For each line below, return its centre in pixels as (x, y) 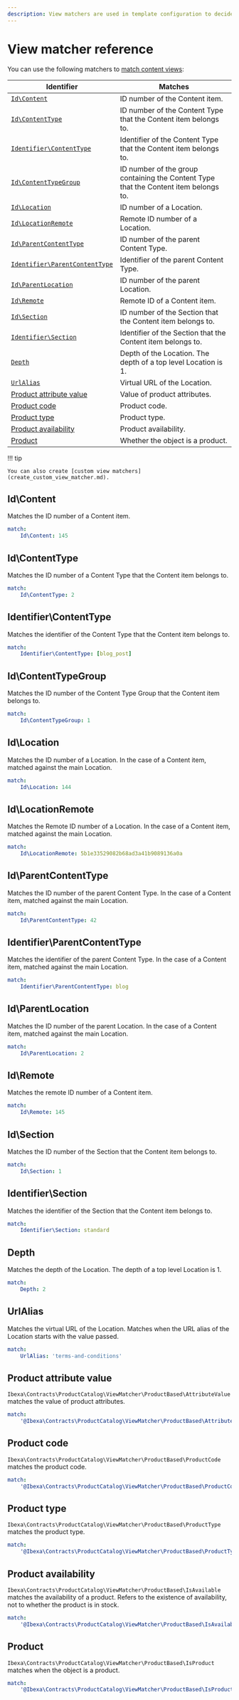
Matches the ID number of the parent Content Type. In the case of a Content (119, 893)
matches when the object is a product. (64, 1670)
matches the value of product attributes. (67, 1402)
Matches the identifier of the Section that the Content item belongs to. (110, 1211)
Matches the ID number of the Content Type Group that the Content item (114, 693)
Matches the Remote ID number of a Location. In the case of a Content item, (119, 826)
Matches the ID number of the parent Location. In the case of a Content (112, 1026)
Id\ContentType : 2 (47, 595)
